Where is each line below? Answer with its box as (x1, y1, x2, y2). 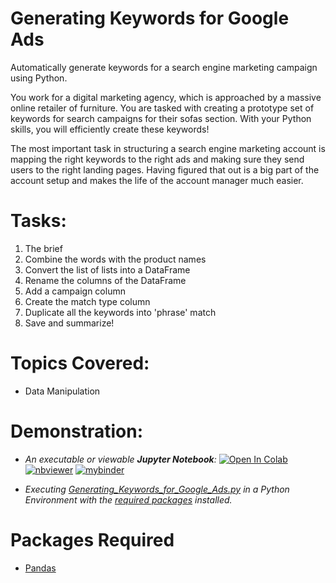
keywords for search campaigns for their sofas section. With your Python (10, 112, 312, 124)
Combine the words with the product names (24, 253, 207, 265)
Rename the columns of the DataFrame (24, 274, 187, 286)
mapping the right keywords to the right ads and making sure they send (10, 153, 305, 165)
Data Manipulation (24, 385, 101, 397)
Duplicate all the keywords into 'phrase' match (24, 306, 217, 318)
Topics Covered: (10, 352, 150, 375)
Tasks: (10, 210, 67, 232)
